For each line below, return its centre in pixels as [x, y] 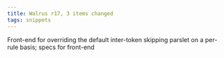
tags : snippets [29, 20]
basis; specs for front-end [57, 47]
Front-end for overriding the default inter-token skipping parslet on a [105, 39]
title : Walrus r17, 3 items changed [60, 13]
